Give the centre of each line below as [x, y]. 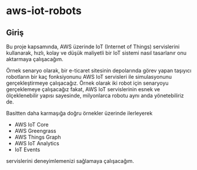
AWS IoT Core [31, 124]
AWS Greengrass [35, 131]
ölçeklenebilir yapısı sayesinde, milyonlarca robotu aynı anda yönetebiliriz [95, 96]
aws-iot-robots [44, 11]
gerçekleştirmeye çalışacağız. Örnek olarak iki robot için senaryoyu [87, 83]
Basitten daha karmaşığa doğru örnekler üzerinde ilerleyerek [79, 113]
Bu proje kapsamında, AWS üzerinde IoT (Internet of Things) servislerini [93, 46]
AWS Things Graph [38, 137]
